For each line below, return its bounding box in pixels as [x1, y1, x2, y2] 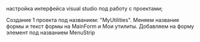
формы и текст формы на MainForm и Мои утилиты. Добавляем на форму [6, 23, 195, 30]
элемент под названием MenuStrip [6, 29, 96, 36]
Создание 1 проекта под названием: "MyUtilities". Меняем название [6, 17, 180, 23]
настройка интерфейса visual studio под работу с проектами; [6, 5, 163, 12]
